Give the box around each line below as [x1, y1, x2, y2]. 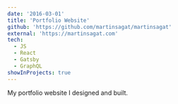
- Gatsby [13, 56, 40, 63]
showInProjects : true [7, 69, 71, 76]
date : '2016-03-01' [7, 10, 65, 18]
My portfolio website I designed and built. [7, 89, 129, 97]
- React [13, 50, 37, 57]
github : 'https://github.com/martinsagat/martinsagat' [7, 23, 172, 30]
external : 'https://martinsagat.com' [7, 30, 119, 37]
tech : [7, 37, 23, 44]
